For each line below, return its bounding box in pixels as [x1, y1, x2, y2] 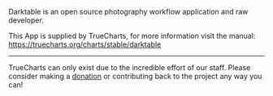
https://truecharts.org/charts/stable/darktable [8, 40, 162, 49]
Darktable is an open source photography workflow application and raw [8, 7, 249, 16]
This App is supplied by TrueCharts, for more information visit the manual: [8, 31, 256, 40]
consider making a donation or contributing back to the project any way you [8, 72, 262, 81]
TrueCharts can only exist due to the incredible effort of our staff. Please [8, 63, 251, 72]
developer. [8, 15, 45, 25]
